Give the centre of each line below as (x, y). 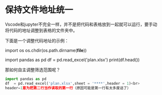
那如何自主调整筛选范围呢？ (33, 70)
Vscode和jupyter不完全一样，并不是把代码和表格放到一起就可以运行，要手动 (81, 24)
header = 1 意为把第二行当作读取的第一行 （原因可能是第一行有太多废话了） (68, 88)
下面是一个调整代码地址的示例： (37, 40)
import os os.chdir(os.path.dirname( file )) (46, 50)
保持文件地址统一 (39, 10)
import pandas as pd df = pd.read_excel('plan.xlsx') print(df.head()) (72, 60)
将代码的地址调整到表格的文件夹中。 (41, 30)
